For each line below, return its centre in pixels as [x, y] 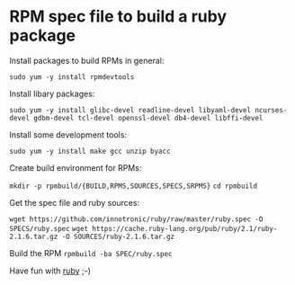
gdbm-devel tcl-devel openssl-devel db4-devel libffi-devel [148, 118]
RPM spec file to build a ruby [118, 17]
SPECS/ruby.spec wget [49, 228]
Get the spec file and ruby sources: [75, 202]
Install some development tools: [68, 134]
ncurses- [271, 110]
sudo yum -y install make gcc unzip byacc [90, 151]
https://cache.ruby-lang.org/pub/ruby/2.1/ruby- [185, 228]
